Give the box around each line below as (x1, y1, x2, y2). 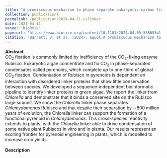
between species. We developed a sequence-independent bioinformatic (5, 84, 153, 90)
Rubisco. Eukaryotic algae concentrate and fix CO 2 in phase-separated (5, 60, 151, 68)
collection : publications (5, 12, 59, 17)
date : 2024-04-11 (5, 21, 41, 26)
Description (5, 147, 30, 153)
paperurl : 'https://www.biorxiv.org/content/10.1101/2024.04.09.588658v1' (5, 30, 164, 35)
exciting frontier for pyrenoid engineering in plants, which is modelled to (5, 131, 153, 137)
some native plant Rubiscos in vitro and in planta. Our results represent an (5, 126, 157, 132)
